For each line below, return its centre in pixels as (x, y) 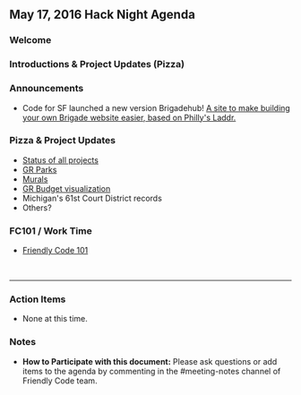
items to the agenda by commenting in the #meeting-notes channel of (151, 371)
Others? (37, 207)
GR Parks (39, 169)
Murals (35, 179)
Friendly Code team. (60, 381)
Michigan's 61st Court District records (92, 198)
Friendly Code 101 (55, 251)
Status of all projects (60, 159)
